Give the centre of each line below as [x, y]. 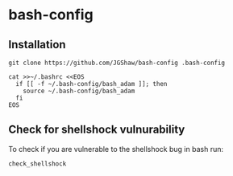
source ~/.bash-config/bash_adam [79, 91]
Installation [37, 45]
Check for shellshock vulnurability [97, 130]
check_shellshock [37, 164]
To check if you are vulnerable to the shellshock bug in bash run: [116, 149]
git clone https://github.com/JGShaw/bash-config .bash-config [117, 63]
